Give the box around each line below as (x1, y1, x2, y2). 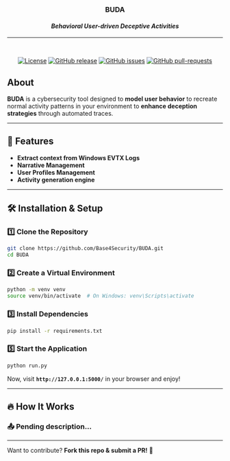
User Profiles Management (16, 168, 96, 176)
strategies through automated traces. (7, 109, 114, 117)
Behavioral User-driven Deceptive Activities (51, 22, 179, 30)
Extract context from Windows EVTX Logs (16, 153, 140, 162)
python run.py (7, 362, 48, 369)
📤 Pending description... (7, 421, 92, 431)
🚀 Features (7, 136, 54, 147)
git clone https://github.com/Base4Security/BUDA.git (7, 245, 164, 252)
